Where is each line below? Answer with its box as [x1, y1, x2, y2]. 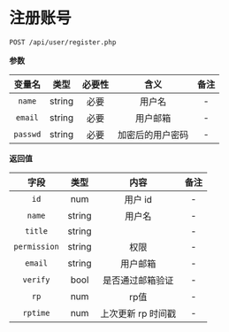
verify [22, 274, 50, 284]
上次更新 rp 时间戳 [100, 307, 177, 320]
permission [13, 241, 59, 251]
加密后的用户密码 [118, 128, 189, 141]
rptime [22, 307, 50, 318]
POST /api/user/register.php [9, 37, 117, 47]
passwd [13, 129, 42, 139]
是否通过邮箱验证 [103, 274, 174, 286]
